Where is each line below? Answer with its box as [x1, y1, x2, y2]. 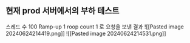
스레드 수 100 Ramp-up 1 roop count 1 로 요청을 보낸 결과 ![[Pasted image [5, 23, 185, 30]
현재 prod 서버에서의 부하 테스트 [5, 5, 120, 16]
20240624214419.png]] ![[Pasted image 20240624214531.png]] [5, 30, 166, 37]
